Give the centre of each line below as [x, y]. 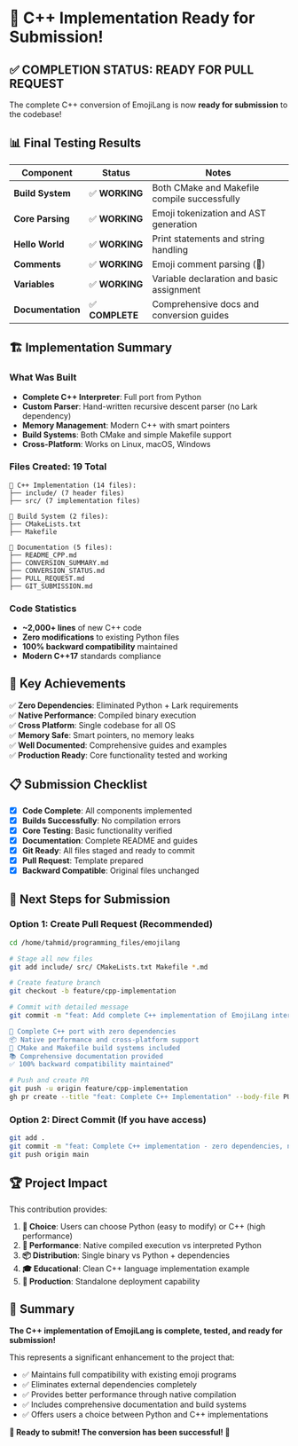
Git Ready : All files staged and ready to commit [108, 850]
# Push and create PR [49, 1081]
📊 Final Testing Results [75, 143]
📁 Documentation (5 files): [61, 547]
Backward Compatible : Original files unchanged [110, 871]
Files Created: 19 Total [58, 467]
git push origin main [49, 1155]
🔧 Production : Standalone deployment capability [111, 1281]
